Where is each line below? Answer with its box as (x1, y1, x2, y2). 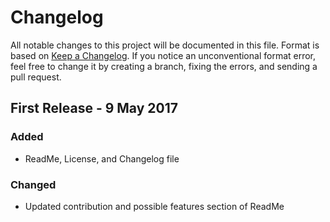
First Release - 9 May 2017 (10, 100, 178, 117)
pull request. (10, 71, 62, 83)
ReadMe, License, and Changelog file (24, 152, 180, 165)
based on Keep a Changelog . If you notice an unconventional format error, (10, 49, 317, 61)
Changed (10, 177, 57, 191)
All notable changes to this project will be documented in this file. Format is (10, 39, 320, 51)
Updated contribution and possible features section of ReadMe (24, 200, 285, 212)
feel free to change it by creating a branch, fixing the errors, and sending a (10, 60, 318, 72)
